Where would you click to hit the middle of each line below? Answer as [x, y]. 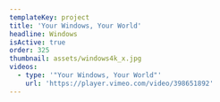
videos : [24, 67]
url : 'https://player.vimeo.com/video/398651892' [120, 83]
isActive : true [38, 42]
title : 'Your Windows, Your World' [76, 26]
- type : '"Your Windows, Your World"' [90, 75]
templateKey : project [50, 17]
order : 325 [30, 51]
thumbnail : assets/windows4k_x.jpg [76, 59]
